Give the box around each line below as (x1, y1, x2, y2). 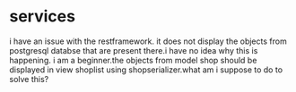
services (9, 6, 76, 27)
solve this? (9, 73, 49, 84)
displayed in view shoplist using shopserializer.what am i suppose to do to (9, 64, 283, 75)
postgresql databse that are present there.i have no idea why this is (9, 45, 258, 55)
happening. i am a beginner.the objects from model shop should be (9, 54, 257, 65)
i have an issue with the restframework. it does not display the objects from (9, 36, 287, 46)
